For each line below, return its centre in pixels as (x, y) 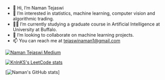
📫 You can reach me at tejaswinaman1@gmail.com (66, 41)
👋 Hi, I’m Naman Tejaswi (38, 8)
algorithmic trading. (33, 19)
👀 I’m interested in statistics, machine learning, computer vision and (84, 13)
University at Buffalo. (35, 30)
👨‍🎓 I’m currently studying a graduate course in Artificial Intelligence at (86, 24)
